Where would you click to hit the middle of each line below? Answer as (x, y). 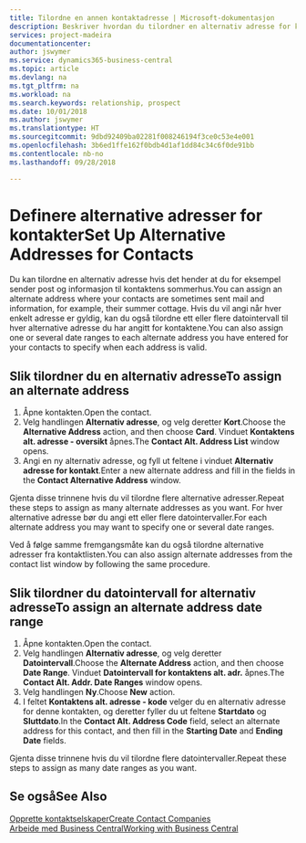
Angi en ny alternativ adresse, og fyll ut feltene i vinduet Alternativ (148, 461)
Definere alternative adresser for (136, 215)
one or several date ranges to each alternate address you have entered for (149, 338)
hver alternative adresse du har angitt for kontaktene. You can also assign (147, 328)
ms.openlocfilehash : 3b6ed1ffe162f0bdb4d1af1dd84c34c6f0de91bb (132, 145)
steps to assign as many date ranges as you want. (103, 768)
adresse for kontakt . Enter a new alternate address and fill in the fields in (159, 470)
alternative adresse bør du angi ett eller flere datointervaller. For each (138, 518)
